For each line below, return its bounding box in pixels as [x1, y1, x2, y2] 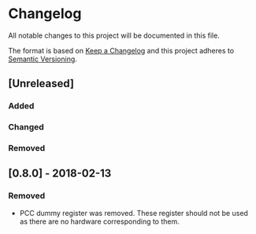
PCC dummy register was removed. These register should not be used [19, 208, 248, 218]
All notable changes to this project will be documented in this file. [8, 31, 221, 40]
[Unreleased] [8, 77, 75, 90]
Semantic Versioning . [8, 54, 77, 64]
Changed [8, 122, 45, 133]
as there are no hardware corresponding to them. [19, 217, 180, 226]
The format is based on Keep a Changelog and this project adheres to [8, 46, 235, 55]
